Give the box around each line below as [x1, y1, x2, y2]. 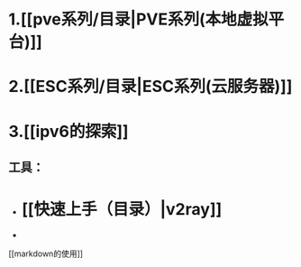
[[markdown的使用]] [8, 248, 83, 259]
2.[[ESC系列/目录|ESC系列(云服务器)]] [8, 77, 293, 97]
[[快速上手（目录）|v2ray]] [21, 199, 223, 220]
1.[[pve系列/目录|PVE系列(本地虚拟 [8, 9, 269, 30]
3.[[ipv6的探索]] [8, 121, 129, 142]
